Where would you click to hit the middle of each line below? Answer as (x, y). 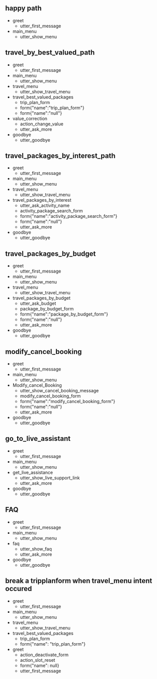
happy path (23, 8)
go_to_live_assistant (38, 439)
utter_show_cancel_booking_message (59, 391)
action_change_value (42, 124)
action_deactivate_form (44, 655)
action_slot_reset (37, 660)
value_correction (30, 118)
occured (19, 589)
